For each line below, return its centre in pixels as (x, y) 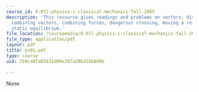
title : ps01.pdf (26, 50)
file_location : (25, 34)
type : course (22, 56)
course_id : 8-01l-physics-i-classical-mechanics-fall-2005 (81, 12)
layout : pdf (21, 45)
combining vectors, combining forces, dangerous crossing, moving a (98, 23)
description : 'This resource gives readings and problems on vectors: (95, 17)
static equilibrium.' (38, 28)
